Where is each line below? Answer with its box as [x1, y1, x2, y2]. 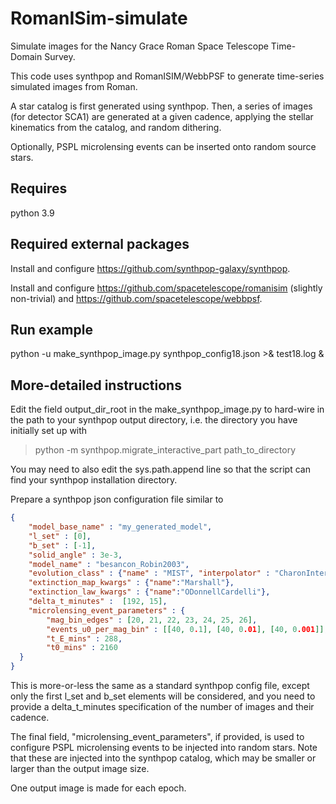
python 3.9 [10, 207, 55, 219]
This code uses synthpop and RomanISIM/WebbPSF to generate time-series [10, 70, 325, 82]
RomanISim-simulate [10, 7, 188, 30]
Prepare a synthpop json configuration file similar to [10, 493, 224, 506]
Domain [10, 50, 43, 62]
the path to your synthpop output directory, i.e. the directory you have [10, 414, 298, 426]
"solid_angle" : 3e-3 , [28, 550, 123, 560]
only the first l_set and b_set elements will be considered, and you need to [10, 690, 316, 702]
